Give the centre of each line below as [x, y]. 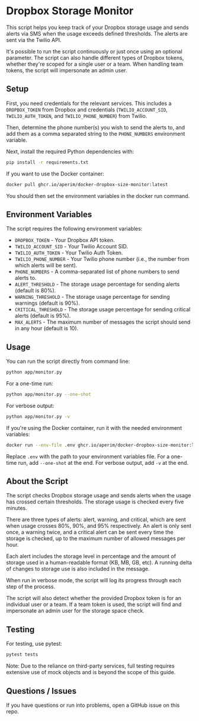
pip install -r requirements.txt [47, 162]
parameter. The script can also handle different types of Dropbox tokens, [95, 58]
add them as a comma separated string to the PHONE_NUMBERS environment [96, 133]
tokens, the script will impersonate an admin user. [67, 70]
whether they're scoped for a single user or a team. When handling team [95, 64]
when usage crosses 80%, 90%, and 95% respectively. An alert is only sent [99, 526]
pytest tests [22, 655]
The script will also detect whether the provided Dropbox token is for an [94, 598]
